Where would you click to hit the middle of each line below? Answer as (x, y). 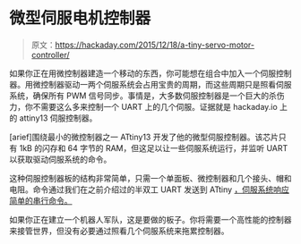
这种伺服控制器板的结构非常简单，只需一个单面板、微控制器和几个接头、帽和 (150, 178)
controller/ (50, 55)
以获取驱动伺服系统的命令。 (60, 159)
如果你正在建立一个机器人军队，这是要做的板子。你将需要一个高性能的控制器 (150, 219)
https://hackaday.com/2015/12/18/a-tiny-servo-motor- (155, 45)
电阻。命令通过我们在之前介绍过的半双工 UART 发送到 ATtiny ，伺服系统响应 (149, 189)
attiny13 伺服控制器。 (58, 118)
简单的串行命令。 (41, 200)
